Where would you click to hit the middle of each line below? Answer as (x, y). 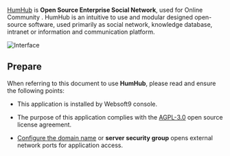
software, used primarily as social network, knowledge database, (120, 24)
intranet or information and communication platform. (81, 32)
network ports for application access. (70, 145)
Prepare (25, 67)
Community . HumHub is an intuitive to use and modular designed (100, 17)
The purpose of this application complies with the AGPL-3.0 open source (120, 117)
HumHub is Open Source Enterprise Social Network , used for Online (105, 10)
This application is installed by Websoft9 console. (87, 104)
